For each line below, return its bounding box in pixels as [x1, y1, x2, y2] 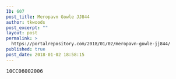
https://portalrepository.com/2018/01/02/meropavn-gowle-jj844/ [11, 41, 171, 47]
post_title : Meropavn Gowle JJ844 [6, 14, 90, 20]
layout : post [6, 30, 38, 36]
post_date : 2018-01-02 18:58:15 [6, 52, 85, 58]
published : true [6, 46, 45, 52]
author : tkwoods [6, 19, 45, 25]
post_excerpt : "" [6, 24, 48, 31]
